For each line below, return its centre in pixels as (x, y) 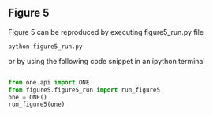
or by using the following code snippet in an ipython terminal (106, 61)
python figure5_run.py (45, 47)
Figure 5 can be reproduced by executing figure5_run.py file (106, 32)
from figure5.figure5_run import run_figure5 (84, 90)
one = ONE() (28, 97)
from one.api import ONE (49, 82)
